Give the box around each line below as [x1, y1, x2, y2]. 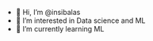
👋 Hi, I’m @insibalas [15, 8, 81, 17]
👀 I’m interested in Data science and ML [15, 16, 146, 25]
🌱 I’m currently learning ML [15, 24, 105, 33]
